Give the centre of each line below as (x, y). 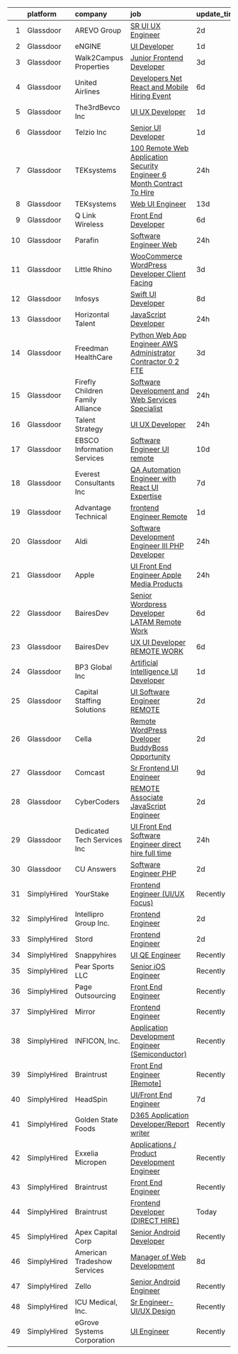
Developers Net (156, 78)
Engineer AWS (154, 344)
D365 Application (159, 1115)
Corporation (95, 1340)
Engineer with (153, 479)
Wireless (89, 224)
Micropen (91, 1162)
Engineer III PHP (157, 546)
